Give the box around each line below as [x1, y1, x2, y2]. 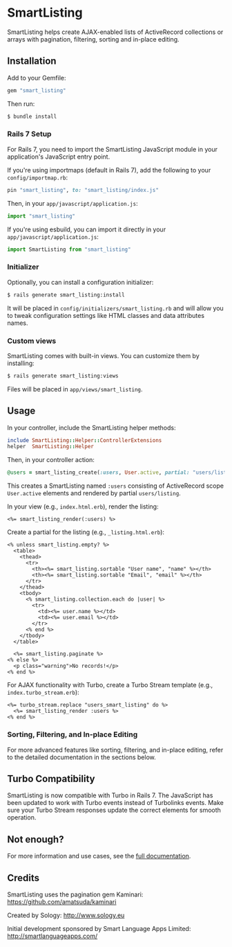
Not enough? [7, 833, 64, 845]
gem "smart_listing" [7, 87, 67, 94]
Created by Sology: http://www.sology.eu [7, 911, 125, 919]
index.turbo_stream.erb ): [7, 688, 79, 697]
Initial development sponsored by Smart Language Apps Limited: [7, 924, 191, 932]
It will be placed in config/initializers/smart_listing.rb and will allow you [7, 303, 224, 312]
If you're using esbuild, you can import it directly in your [7, 225, 166, 233]
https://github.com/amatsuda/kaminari [7, 897, 117, 905]
